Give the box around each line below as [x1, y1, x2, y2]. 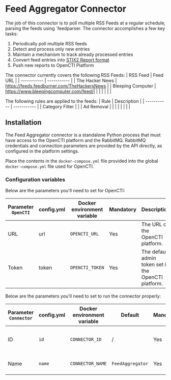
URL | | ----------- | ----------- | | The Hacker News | [5, 77, 117, 83]
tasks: [5, 31, 18, 37]
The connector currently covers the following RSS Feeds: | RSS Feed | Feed [5, 72, 164, 78]
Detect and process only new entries [12, 46, 90, 52]
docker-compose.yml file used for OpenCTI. [5, 163, 94, 169]
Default [121, 311, 139, 318]
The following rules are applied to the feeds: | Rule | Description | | [5, 98, 145, 104]
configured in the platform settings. [5, 148, 79, 154]
